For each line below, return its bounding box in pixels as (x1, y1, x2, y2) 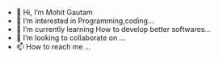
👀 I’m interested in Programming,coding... (15, 16, 155, 26)
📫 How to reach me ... (15, 42, 91, 51)
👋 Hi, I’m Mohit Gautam (15, 8, 93, 17)
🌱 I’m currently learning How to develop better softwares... (15, 25, 212, 33)
